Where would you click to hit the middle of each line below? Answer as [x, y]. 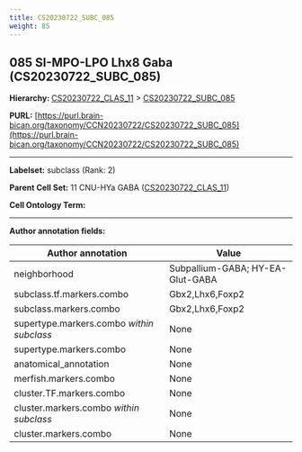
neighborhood [44, 274]
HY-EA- [269, 268]
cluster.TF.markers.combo [70, 393]
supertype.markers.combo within [84, 323]
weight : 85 [30, 26]
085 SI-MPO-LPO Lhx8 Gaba [91, 63]
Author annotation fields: [58, 231]
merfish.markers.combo [64, 379]
